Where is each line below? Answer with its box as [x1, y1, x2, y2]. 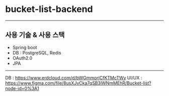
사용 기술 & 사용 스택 [5, 31, 65, 39]
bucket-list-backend [5, 3, 93, 15]
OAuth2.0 [12, 55, 33, 61]
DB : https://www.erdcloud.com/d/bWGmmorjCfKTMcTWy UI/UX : [5, 74, 142, 80]
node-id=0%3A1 [5, 85, 39, 91]
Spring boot [12, 44, 37, 50]
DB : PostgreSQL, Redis [12, 49, 61, 55]
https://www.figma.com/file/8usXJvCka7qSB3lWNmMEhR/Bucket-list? [5, 80, 152, 86]
